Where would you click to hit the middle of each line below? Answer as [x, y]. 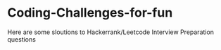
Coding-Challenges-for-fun [90, 13]
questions [22, 39]
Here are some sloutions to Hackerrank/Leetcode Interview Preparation [111, 32]
